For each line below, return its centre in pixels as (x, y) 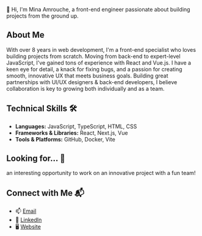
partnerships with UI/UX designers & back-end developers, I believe (92, 82)
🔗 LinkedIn (28, 220)
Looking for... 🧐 (36, 159)
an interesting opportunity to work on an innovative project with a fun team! (101, 173)
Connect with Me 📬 (45, 193)
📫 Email (26, 211)
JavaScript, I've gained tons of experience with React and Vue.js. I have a (99, 63)
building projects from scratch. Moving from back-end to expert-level (94, 56)
